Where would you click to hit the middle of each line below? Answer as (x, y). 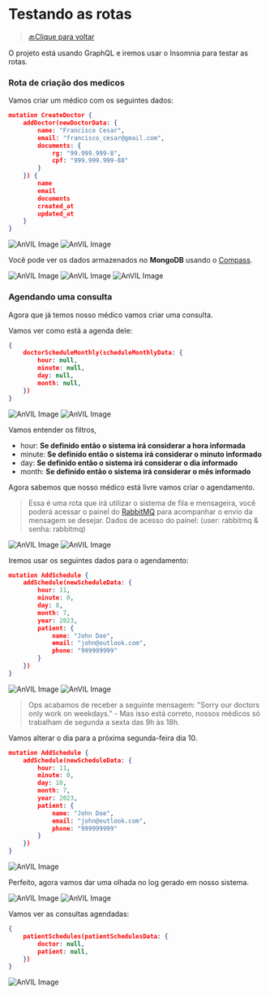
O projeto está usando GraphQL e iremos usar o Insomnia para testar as (129, 53)
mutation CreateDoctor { (50, 116)
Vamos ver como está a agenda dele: (71, 330)
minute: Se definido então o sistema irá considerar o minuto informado (141, 454)
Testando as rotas (70, 14)
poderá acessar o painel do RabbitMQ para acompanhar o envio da (140, 511)
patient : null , (63, 951)
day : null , (56, 376)
